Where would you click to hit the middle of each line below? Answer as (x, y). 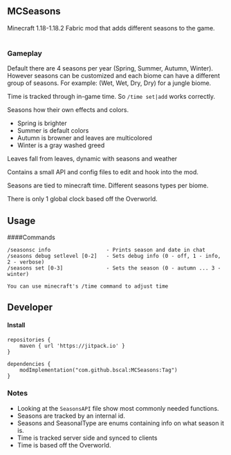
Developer (30, 307)
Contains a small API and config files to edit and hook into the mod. (103, 172)
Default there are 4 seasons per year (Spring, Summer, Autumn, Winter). (110, 68)
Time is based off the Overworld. (64, 445)
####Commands (31, 237)
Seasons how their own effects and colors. (68, 110)
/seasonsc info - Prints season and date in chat (107, 250)
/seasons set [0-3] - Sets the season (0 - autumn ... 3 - (114, 268)
